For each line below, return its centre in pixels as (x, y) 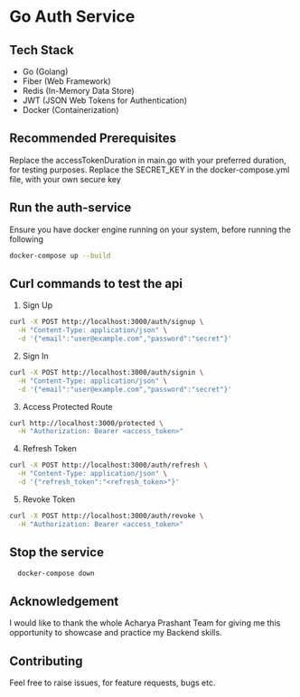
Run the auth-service (70, 208)
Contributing (46, 661)
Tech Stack (42, 50)
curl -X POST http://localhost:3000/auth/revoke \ (107, 516)
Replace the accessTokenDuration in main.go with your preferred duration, (148, 160)
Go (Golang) (45, 71)
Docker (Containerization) (70, 110)
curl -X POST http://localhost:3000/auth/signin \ (107, 372)
